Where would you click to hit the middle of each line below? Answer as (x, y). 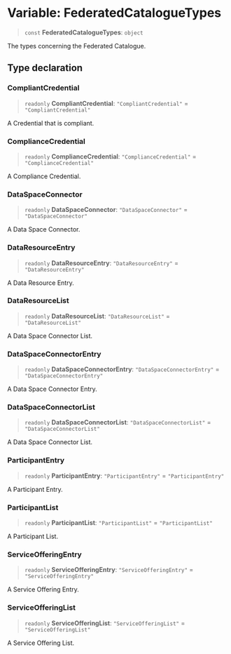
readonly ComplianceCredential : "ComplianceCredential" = (111, 156)
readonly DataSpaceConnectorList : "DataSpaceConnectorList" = (118, 422)
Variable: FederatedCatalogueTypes (114, 13)
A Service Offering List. (41, 643)
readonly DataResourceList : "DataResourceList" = (97, 316)
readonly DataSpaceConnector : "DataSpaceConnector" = (106, 210)
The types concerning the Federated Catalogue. (77, 46)
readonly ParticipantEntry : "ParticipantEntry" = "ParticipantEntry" (124, 476)
